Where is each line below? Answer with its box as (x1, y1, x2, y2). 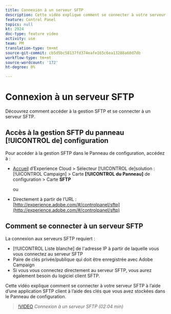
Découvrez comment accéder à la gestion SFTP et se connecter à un (5, 108, 151, 114)
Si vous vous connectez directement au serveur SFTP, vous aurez (12, 267, 152, 273)
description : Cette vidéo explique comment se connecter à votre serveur (5, 12, 166, 17)
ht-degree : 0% (5, 65, 36, 70)
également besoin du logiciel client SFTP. (12, 273, 100, 279)
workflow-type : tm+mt (5, 55, 52, 60)
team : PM (5, 41, 24, 46)
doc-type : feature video (5, 31, 58, 36)
